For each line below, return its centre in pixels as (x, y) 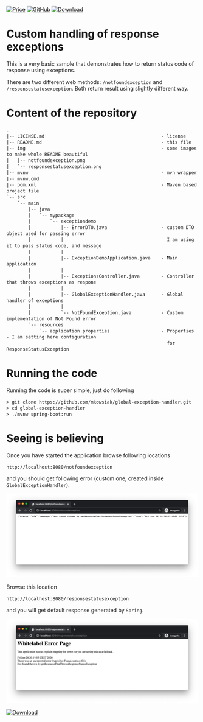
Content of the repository (72, 113)
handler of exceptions (35, 300)
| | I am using (111, 240)
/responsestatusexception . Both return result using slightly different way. (98, 88)
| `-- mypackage (51, 215)
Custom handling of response (83, 34)
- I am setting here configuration (51, 337)
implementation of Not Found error (51, 319)
